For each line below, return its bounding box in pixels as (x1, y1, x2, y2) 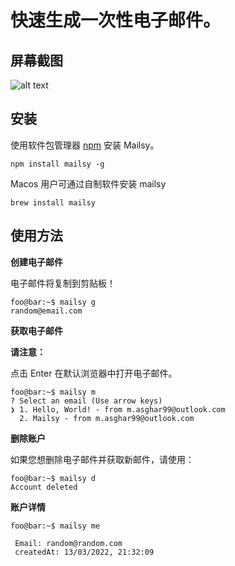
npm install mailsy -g (10, 159, 105, 169)
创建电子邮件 (10, 256, 63, 268)
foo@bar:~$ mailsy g (10, 297, 97, 307)
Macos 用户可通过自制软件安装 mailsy (10, 177, 167, 190)
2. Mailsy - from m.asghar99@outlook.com (19, 413, 195, 423)
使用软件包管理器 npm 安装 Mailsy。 (10, 139, 160, 151)
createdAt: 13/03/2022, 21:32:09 (14, 547, 155, 557)
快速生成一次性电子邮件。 (10, 9, 222, 32)
